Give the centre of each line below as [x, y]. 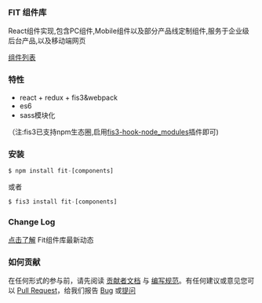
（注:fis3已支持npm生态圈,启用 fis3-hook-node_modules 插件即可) [114, 132]
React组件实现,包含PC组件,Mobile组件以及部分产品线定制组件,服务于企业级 [129, 31]
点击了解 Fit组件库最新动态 [51, 239]
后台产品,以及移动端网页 [47, 41]
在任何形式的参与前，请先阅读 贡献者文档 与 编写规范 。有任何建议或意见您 [128, 281]
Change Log [32, 221]
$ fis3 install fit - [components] [63, 202]
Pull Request [37, 290]
